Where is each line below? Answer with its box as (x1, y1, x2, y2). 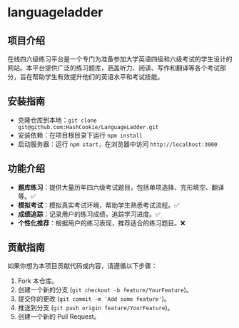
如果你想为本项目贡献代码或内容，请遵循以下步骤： (7, 262, 158, 270)
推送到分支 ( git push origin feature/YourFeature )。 (17, 304, 174, 312)
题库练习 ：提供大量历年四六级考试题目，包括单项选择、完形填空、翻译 (17, 183, 225, 191)
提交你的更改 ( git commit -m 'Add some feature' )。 (17, 294, 171, 303)
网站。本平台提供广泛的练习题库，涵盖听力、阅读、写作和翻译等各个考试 (7, 63, 220, 72)
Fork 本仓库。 (17, 277, 59, 285)
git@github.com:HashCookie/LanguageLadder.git (17, 123, 159, 130)
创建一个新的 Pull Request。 (17, 312, 101, 321)
